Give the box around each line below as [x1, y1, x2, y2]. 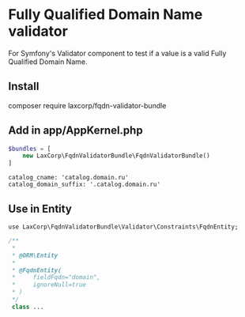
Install [8, 80, 40, 93]
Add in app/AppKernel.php [8, 124, 144, 138]
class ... [11, 303, 44, 311]
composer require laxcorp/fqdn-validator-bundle [8, 100, 167, 110]
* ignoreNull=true [11, 281, 87, 289]
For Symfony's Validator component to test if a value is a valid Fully [8, 48, 227, 58]
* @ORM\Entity [11, 251, 58, 259]
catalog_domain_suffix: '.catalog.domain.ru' [8, 180, 160, 189]
